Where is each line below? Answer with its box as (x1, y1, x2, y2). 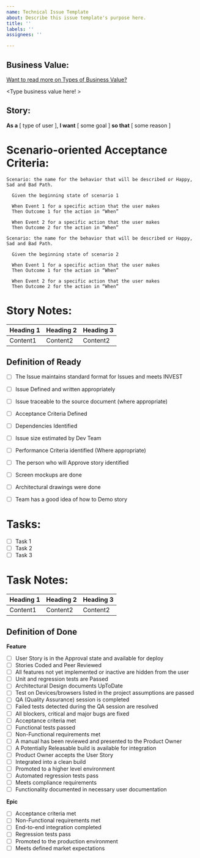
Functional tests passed (15, 723, 75, 731)
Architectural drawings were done (15, 484, 101, 490)
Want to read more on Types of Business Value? (6, 76, 127, 83)
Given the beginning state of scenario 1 (12, 192, 119, 199)
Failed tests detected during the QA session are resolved (15, 703, 158, 710)
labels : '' (6, 26, 34, 32)
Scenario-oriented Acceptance (6, 143, 168, 157)
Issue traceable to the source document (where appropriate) (15, 398, 168, 405)
